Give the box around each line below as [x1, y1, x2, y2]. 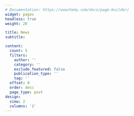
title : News [5, 30, 30, 35]
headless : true [5, 16, 37, 21]
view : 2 [9, 99, 26, 104]
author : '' [14, 58, 37, 62]
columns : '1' [9, 104, 37, 109]
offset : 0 [9, 80, 30, 86]
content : [5, 44, 23, 49]
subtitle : [5, 35, 26, 40]
